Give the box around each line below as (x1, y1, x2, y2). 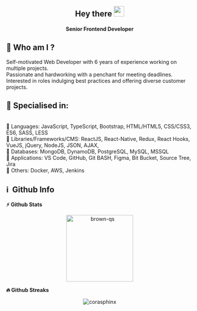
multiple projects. (6, 65, 49, 72)
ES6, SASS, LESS (6, 129, 49, 136)
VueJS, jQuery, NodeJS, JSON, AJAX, (6, 142, 99, 149)
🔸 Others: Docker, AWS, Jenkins (6, 166, 85, 174)
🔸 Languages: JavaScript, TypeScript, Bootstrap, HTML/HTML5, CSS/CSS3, (6, 123, 192, 130)
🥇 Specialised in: (6, 101, 69, 111)
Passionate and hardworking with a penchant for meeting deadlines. (6, 70, 173, 78)
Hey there (75, 9, 113, 19)
